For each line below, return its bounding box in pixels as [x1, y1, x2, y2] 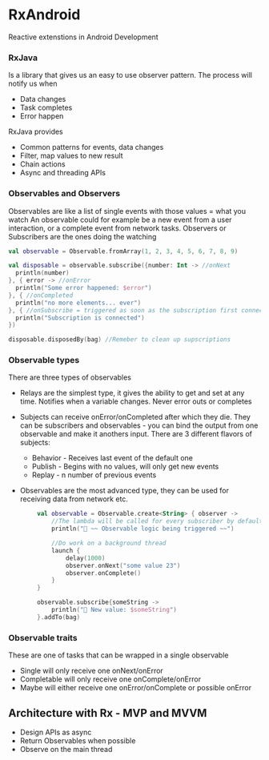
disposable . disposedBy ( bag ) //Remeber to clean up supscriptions [8, 336, 231, 344]
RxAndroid [8, 6, 81, 24]
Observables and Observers [8, 188, 121, 199]
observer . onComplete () [65, 569, 142, 577]
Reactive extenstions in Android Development [8, 32, 159, 42]
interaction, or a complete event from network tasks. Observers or [8, 223, 227, 233]
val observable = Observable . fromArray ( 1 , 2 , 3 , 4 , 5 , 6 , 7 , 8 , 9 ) [8, 247, 239, 255]
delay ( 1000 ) [65, 554, 106, 562]
